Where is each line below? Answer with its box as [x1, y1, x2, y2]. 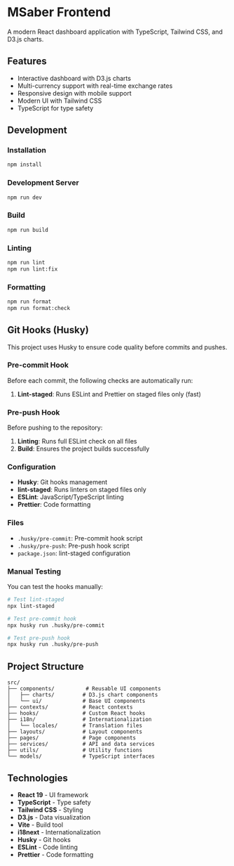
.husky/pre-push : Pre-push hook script [17, 541, 130, 550]
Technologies [7, 772, 69, 784]
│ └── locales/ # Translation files [7, 722, 142, 730]
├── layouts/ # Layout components [7, 728, 142, 735]
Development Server [7, 178, 79, 188]
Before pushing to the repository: [7, 423, 103, 432]
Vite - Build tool [17, 820, 64, 829]
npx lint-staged [7, 602, 55, 609]
